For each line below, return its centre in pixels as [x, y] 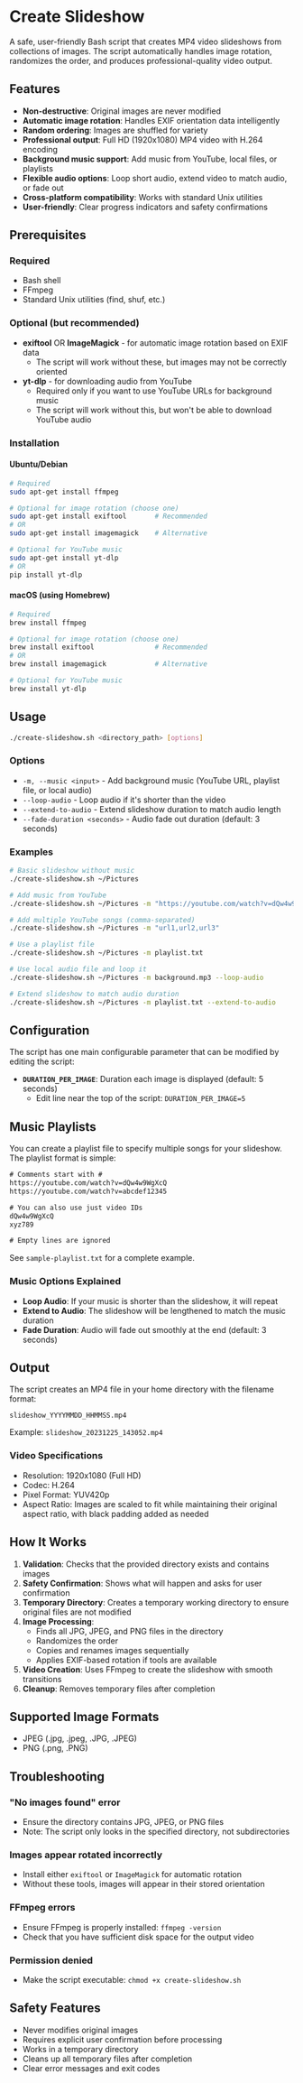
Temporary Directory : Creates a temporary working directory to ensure [156, 1602]
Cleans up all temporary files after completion [107, 2059]
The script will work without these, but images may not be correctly [161, 362]
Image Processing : [58, 1621]
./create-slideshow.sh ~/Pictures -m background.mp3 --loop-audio [137, 977]
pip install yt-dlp [46, 575]
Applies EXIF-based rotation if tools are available [126, 1660]
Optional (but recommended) [74, 323]
